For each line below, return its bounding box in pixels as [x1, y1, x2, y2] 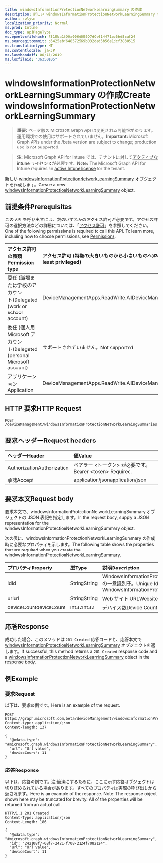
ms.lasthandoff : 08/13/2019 [5, 52, 62, 57]
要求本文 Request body [5, 495, 74, 503]
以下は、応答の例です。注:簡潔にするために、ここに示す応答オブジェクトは [5, 779, 155, 785]
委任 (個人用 [7, 324, 35, 331]
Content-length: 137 [5, 725, 47, 730]
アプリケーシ [7, 373, 37, 380]
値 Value [73, 452, 92, 459]
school [7, 309, 23, 315]
